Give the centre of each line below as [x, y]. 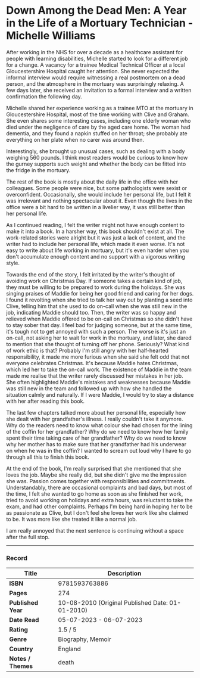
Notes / [20, 659]
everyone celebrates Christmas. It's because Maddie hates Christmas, [92, 363]
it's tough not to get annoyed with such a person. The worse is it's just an [96, 331]
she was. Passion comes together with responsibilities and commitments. [96, 481]
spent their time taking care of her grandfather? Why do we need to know [96, 438]
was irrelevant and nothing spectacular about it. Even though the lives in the [99, 201]
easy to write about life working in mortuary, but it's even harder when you [98, 250]
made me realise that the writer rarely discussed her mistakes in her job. [95, 375]
